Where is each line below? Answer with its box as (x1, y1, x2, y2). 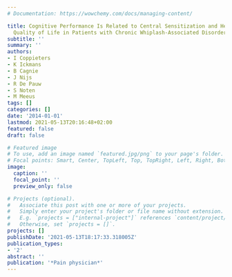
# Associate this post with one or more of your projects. (7, 202, 187, 209)
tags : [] (7, 99, 32, 107)
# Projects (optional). (7, 195, 76, 202)
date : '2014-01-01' (7, 113, 64, 120)
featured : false (7, 125, 54, 132)
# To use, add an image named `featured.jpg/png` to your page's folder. (7, 151, 224, 157)
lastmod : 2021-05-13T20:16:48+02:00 (7, 119, 113, 126)
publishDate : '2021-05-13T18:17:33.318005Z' (7, 233, 137, 240)
